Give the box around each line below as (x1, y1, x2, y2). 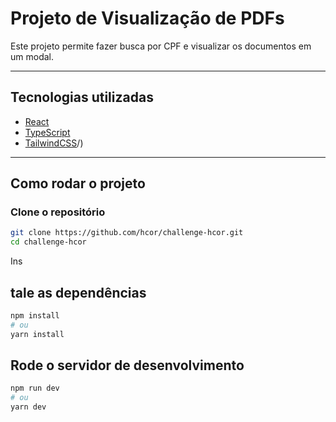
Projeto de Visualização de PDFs (10, 7, 285, 30)
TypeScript (24, 126, 71, 138)
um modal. (10, 50, 54, 62)
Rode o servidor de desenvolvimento (10, 357, 245, 374)
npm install (10, 311, 60, 321)
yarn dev (10, 402, 47, 412)
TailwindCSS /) (24, 137, 84, 149)
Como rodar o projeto (10, 175, 146, 192)
